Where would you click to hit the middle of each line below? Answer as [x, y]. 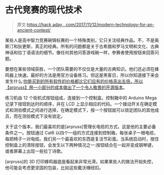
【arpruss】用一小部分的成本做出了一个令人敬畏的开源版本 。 [66, 87]
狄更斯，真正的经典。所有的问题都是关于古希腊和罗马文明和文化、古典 [88, 46]
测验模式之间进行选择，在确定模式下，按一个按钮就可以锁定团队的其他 [84, 110]
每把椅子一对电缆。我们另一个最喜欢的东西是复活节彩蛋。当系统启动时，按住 [82, 139]
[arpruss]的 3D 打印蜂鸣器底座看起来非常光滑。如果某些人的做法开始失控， [81, 161]
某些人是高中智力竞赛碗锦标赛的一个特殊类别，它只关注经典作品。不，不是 [80, 40]
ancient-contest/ [34, 30]
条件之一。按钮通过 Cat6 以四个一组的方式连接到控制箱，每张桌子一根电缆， [82, 132]
